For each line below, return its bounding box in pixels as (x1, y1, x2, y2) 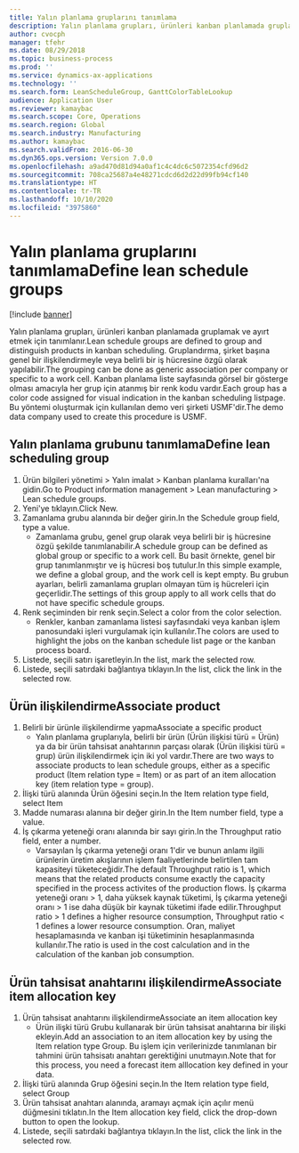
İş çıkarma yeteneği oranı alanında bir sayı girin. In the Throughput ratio (21, 826, 282, 837)
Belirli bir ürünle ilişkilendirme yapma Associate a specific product (21, 722, 263, 733)
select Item (21, 798, 64, 809)
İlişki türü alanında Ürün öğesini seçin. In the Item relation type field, (21, 788, 270, 799)
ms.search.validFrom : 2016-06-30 (9, 145, 133, 154)
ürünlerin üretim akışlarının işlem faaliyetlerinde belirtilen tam (35, 855, 259, 866)
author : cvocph (9, 29, 66, 38)
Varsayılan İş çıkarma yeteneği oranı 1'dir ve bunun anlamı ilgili (35, 845, 264, 856)
